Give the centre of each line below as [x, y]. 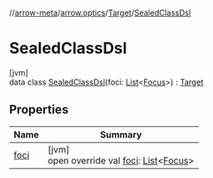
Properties [39, 110]
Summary [121, 134]
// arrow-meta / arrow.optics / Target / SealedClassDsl [100, 13]
